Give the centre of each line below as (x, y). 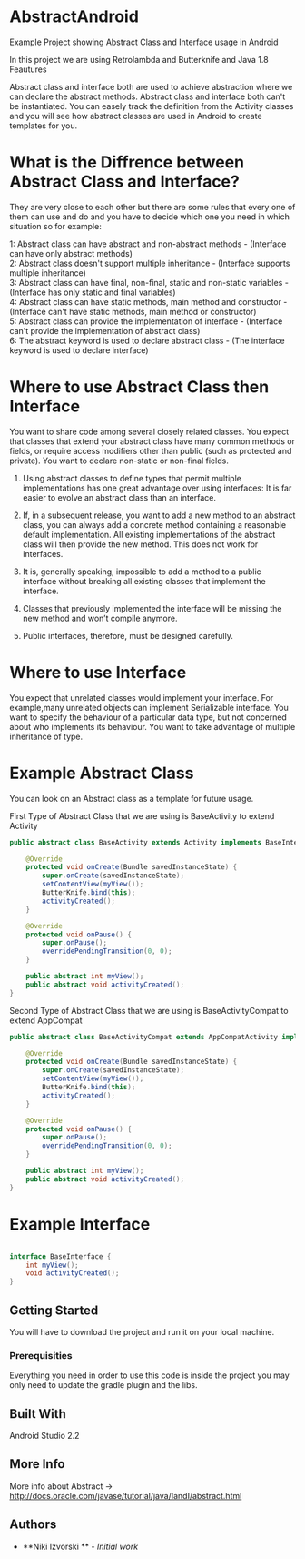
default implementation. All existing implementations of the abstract (149, 534)
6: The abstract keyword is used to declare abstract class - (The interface (148, 340)
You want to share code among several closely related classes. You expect (149, 431)
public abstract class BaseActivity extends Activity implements (135, 842)
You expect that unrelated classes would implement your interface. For (142, 697)
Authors (33, 1525)
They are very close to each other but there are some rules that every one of (152, 207)
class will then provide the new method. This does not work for (140, 544)
